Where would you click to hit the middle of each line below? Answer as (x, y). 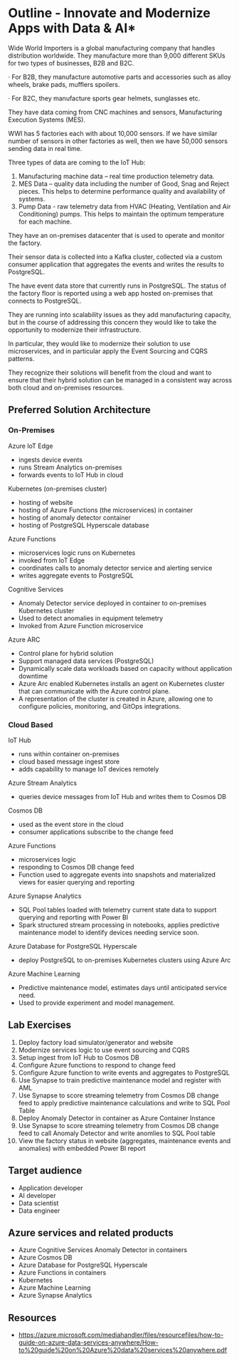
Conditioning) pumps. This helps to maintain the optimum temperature (121, 214)
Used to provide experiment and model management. (96, 1003)
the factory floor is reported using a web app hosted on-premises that (111, 293)
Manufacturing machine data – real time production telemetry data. (116, 176)
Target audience (45, 1170)
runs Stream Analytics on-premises (70, 467)
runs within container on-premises (69, 753)
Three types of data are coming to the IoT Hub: (77, 162)
